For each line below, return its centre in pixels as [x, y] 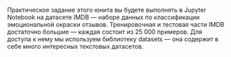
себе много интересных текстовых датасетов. [75, 46]
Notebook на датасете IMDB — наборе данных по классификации [103, 17]
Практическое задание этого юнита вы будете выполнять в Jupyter [107, 10]
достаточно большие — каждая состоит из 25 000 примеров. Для [105, 32]
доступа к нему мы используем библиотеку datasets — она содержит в [113, 39]
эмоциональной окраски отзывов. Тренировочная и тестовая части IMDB [116, 24]
